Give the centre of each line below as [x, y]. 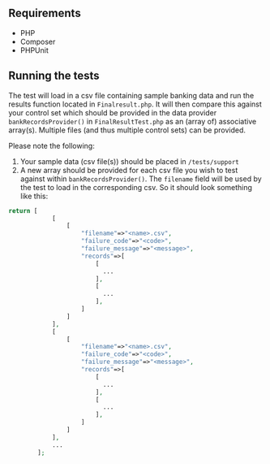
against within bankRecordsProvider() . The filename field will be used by [141, 179]
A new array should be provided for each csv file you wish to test [129, 170]
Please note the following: [51, 145]
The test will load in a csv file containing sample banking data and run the [131, 95]
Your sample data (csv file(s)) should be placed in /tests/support [129, 161]
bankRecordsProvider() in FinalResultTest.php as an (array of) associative [133, 121]
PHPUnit [34, 50]
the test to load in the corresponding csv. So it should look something [136, 187]
